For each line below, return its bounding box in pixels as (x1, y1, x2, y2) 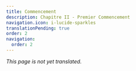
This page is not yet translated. (6, 57, 82, 65)
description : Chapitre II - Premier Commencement (6, 14, 131, 20)
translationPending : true (6, 25, 69, 31)
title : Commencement (6, 8, 57, 15)
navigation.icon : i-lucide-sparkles (6, 20, 96, 25)
